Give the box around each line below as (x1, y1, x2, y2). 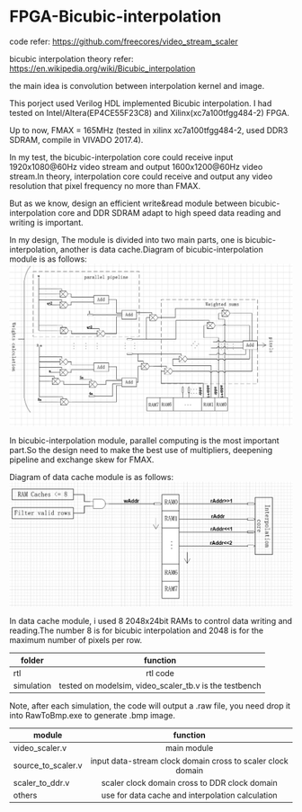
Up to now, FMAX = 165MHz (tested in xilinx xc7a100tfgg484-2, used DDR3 (9, 124, 289, 136)
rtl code (145, 667, 175, 678)
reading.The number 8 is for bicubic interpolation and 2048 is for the (9, 625, 263, 636)
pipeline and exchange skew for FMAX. (9, 454, 155, 465)
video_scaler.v (13, 743, 67, 754)
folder (21, 655, 44, 665)
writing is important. (9, 217, 84, 228)
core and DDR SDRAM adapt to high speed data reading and (58, 207, 281, 218)
